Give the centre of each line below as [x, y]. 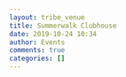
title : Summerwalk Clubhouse [63, 26]
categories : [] [37, 58]
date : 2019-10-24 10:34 [53, 34]
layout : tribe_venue [47, 17]
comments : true [37, 50]
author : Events [37, 42]
